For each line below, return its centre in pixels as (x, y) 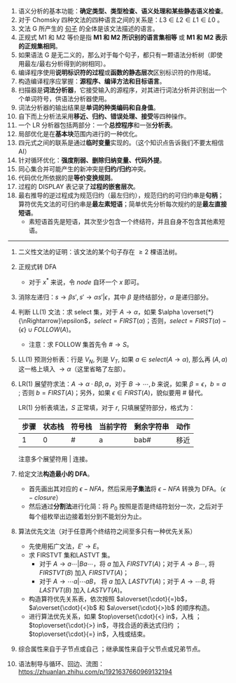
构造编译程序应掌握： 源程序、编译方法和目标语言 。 (92, 81)
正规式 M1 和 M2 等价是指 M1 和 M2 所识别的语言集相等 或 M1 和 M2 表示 (123, 37)
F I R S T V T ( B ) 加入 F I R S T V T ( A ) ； (84, 573)
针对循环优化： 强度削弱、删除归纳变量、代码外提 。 (92, 160)
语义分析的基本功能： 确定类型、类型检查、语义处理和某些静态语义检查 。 (122, 11)
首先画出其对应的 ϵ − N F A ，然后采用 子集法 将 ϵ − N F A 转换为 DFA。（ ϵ (127, 489)
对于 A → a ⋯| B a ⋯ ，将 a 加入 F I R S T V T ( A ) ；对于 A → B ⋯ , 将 (127, 564)
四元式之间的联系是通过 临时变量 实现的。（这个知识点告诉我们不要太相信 (121, 142)
